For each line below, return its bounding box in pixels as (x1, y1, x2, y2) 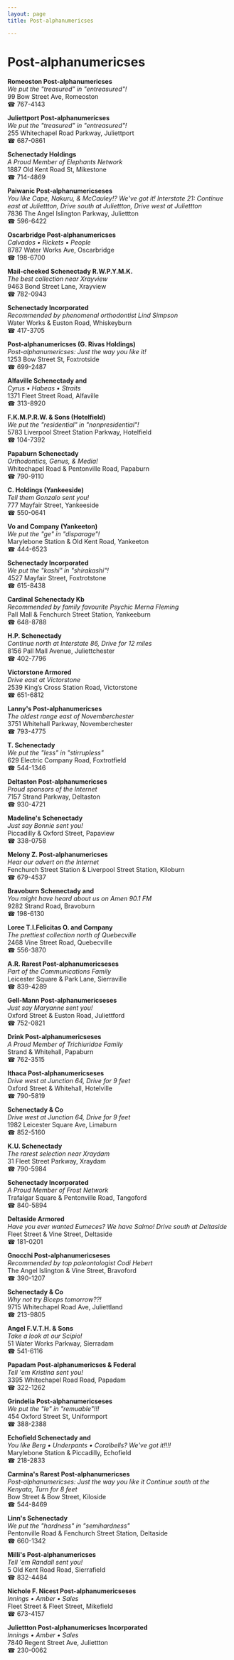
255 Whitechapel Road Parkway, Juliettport (7, 129, 134, 137)
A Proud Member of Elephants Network (7, 158, 123, 166)
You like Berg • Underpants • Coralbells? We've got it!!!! (7, 1441, 171, 1449)
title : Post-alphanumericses (7, 17, 94, 24)
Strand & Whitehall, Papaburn (7, 1048, 94, 1056)
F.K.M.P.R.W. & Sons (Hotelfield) (7, 413, 106, 422)
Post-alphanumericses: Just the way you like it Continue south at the (7, 1477, 210, 1486)
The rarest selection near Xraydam (7, 1149, 110, 1158)
